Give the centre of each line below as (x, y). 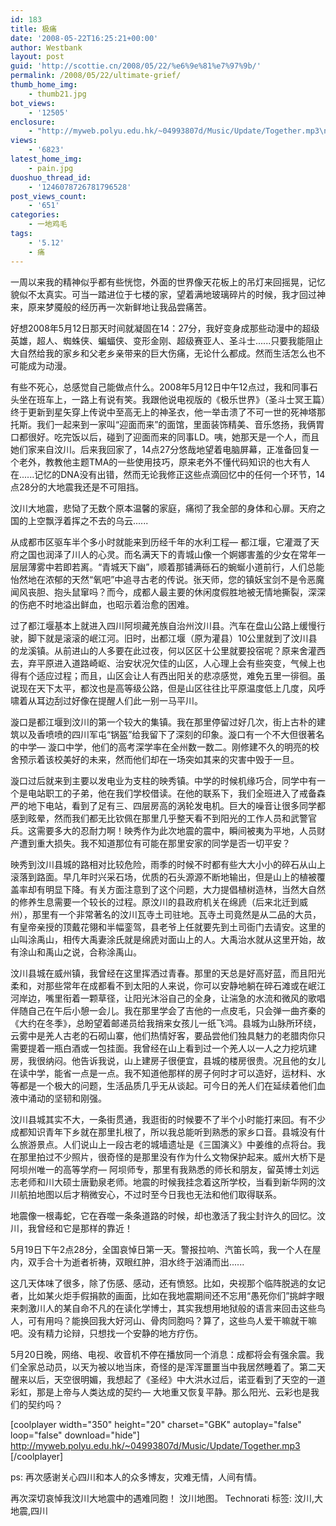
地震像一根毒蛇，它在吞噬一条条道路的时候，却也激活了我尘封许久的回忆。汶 (168, 1215)
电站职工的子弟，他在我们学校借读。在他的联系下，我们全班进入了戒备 (172, 793)
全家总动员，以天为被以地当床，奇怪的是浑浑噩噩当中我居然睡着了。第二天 (172, 1367)
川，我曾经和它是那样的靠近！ (71, 1228)
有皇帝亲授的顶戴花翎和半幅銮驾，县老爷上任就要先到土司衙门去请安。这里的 (168, 927)
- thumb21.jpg (57, 94)
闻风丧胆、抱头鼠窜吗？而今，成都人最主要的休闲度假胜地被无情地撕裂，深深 (168, 592)
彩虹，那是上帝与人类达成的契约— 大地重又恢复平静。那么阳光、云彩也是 (160, 1392)
